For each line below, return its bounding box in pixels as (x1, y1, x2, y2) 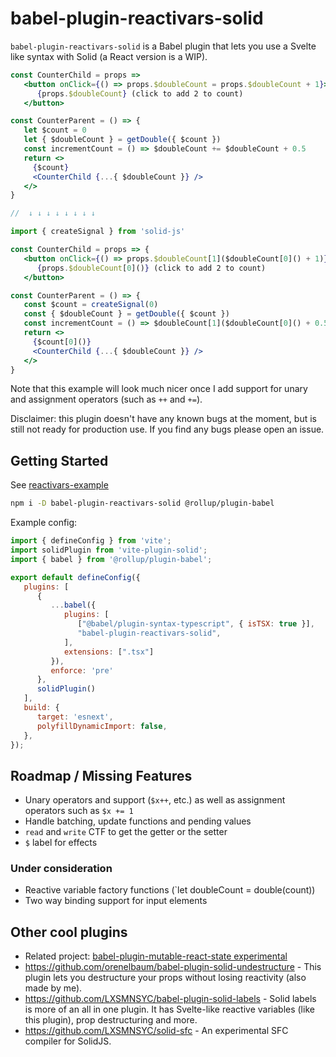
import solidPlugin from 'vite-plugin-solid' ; (10, 545, 208, 555)
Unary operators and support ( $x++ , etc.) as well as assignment (24, 794, 286, 806)
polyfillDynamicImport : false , (36, 721, 168, 731)
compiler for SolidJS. (24, 1035, 112, 1047)
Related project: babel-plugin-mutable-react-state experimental (24, 950, 288, 962)
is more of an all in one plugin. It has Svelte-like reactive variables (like (24, 1003, 315, 1016)
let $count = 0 (23, 125, 87, 136)
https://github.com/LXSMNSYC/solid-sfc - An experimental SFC (24, 1025, 289, 1037)
